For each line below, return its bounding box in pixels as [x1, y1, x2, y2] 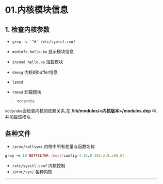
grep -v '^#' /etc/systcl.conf [12, 39, 76, 44]
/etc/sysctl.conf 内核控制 [12, 163, 65, 168]
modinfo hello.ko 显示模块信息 [12, 49, 74, 54]
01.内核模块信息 [5, 4, 69, 16]
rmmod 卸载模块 [12, 89, 42, 95]
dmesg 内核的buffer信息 [12, 69, 58, 75]
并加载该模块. [5, 114, 33, 120]
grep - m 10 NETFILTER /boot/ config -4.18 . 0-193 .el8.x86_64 [5, 153, 125, 158]
